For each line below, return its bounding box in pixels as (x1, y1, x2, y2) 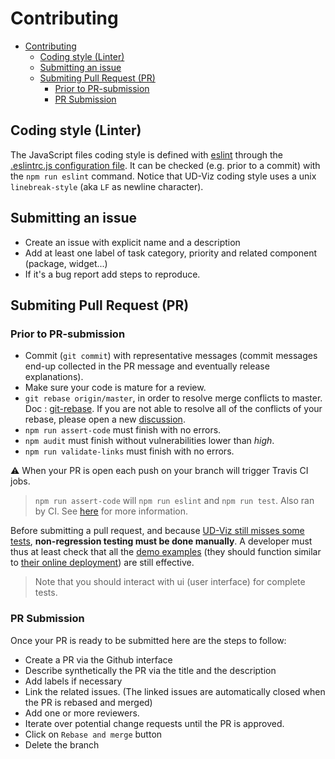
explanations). (24, 371, 84, 383)
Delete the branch (24, 738, 100, 751)
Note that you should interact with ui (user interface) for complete (34, 576, 306, 588)
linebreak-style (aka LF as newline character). (10, 180, 204, 192)
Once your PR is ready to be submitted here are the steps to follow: (10, 634, 287, 646)
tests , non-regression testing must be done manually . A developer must (10, 535, 313, 547)
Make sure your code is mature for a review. (24, 382, 207, 394)
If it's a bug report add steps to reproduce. (24, 268, 201, 280)
